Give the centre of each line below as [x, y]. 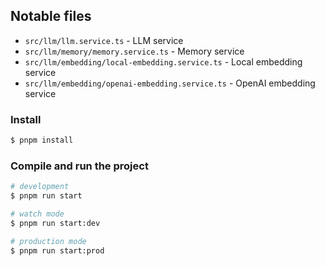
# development [40, 187]
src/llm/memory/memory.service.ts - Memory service [134, 51]
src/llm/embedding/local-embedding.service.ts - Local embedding [163, 61]
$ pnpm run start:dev [55, 223]
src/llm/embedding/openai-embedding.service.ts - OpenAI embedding [170, 83]
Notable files [51, 16]
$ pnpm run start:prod [57, 250]
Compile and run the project [79, 166]
